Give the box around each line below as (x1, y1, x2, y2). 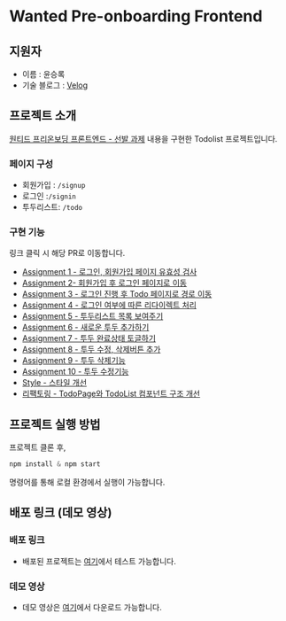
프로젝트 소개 (9, 108, 77, 123)
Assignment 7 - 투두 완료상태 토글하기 (21, 333, 157, 344)
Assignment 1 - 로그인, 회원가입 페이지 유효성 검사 (21, 267, 197, 277)
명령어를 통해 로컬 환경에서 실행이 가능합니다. (9, 477, 166, 488)
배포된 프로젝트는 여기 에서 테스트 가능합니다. (21, 555, 177, 566)
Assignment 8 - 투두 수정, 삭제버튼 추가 (21, 344, 161, 355)
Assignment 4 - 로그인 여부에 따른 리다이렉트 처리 (21, 299, 197, 311)
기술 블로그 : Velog (21, 80, 89, 90)
